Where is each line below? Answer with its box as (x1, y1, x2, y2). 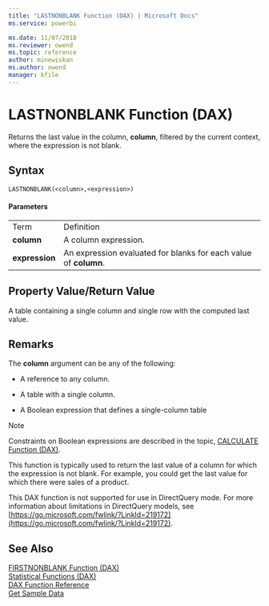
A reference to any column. (19, 374, 110, 384)
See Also (8, 542, 54, 555)
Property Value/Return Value (8, 285, 155, 298)
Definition (63, 221, 100, 232)
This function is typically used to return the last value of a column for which (8, 460, 258, 470)
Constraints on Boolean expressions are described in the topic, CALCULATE (8, 436, 259, 446)
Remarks (8, 337, 54, 351)
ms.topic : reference (8, 49, 78, 57)
